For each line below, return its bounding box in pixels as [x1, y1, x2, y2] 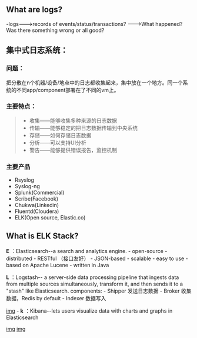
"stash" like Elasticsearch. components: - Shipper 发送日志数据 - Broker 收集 [6, 287, 192, 294]
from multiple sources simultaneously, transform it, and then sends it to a [6, 280, 183, 287]
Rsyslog [14, 176, 34, 183]
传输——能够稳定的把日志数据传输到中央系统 [29, 124, 138, 132]
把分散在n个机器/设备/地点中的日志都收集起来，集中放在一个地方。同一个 [6, 79, 183, 86]
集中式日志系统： [6, 45, 68, 55]
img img [6, 325, 26, 332]
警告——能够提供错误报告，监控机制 [29, 146, 118, 153]
